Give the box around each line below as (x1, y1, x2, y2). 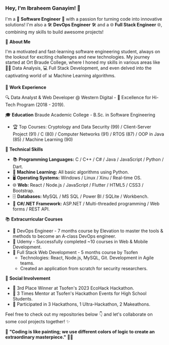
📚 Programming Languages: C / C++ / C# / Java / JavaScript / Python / (12, 156, 164, 162)
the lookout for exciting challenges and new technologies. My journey (5, 54, 150, 60)
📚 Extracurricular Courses (5, 216, 63, 222)
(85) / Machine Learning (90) (12, 137, 73, 143)
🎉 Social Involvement (5, 275, 50, 281)
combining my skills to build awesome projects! (5, 29, 104, 35)
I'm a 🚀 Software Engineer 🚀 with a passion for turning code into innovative (5, 16, 162, 22)
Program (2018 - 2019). (17, 102, 65, 108)
